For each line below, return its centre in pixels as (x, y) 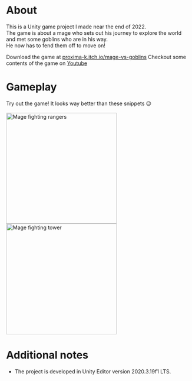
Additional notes (47, 355)
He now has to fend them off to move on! (56, 45)
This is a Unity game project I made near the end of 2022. (76, 27)
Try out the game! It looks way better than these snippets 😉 (79, 103)
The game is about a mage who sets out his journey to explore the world (94, 32)
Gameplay (32, 87)
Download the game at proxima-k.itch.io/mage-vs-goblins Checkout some (96, 57)
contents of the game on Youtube (47, 63)
